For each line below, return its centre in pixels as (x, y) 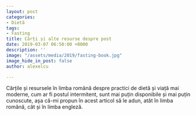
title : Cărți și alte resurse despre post (59, 39)
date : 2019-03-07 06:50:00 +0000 (47, 45)
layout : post (22, 11)
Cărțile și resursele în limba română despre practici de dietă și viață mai (93, 88)
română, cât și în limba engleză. (45, 107)
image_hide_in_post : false (39, 61)
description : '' (26, 50)
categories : (21, 17)
